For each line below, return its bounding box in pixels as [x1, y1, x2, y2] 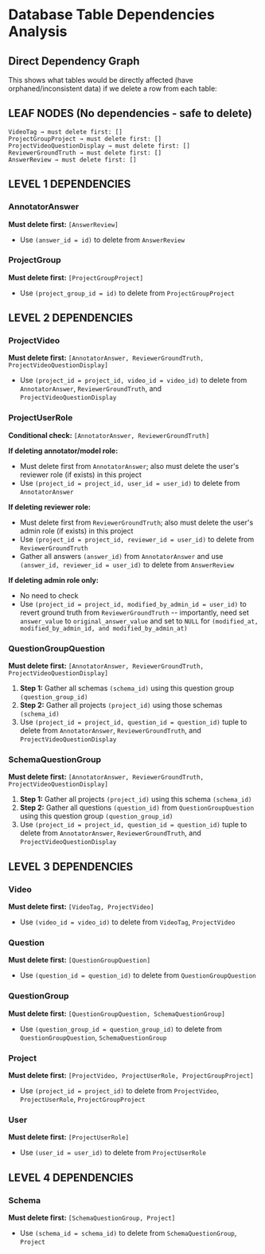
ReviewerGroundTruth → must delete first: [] [8, 149, 162, 157]
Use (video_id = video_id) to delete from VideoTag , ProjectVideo [19, 917, 236, 927]
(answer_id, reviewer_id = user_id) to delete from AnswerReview [19, 560, 235, 569]
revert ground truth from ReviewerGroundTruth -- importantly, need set [19, 607, 249, 617]
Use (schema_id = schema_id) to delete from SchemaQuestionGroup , [19, 1228, 237, 1237]
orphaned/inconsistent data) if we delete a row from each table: [8, 84, 217, 93]
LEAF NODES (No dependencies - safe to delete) [8, 107, 252, 120]
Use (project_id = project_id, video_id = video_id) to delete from [19, 376, 247, 385]
